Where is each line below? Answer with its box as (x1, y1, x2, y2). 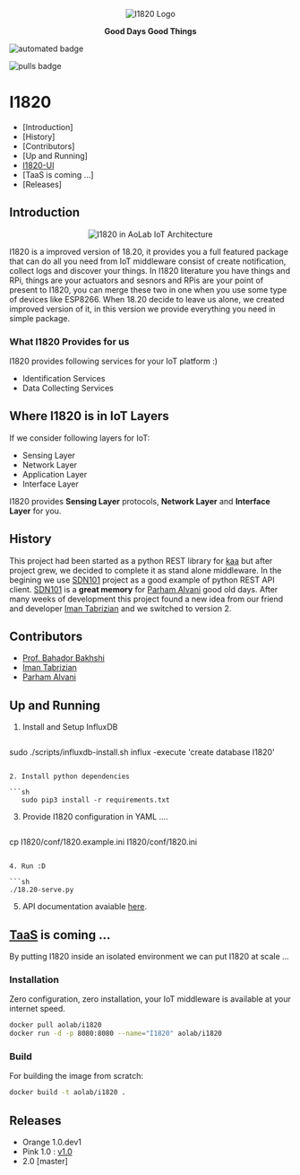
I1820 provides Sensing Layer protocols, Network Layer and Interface (9, 495, 270, 506)
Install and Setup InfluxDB (21, 722, 118, 732)
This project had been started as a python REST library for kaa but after (9, 555, 273, 566)
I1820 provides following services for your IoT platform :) (9, 355, 218, 367)
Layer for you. (9, 505, 62, 516)
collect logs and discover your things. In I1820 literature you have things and (9, 265, 291, 276)
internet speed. (9, 1004, 65, 1014)
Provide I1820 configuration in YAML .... (21, 811, 168, 822)
